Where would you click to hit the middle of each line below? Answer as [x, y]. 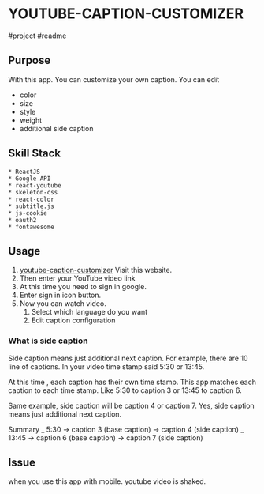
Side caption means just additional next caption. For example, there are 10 [128, 358]
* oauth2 [22, 220]
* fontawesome [32, 227]
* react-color [32, 199]
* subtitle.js [32, 206]
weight [30, 120]
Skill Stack [35, 154]
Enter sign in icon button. [60, 295]
